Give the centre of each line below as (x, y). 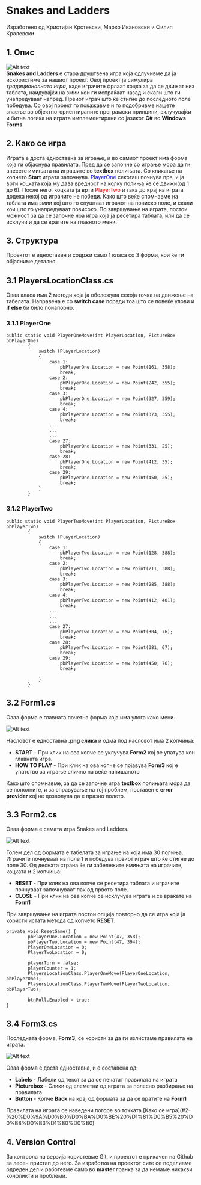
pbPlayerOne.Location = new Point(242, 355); (118, 383)
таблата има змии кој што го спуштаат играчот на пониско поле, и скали (100, 203)
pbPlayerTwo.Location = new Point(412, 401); (118, 600)
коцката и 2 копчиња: (34, 872)
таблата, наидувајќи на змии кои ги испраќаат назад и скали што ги (94, 92)
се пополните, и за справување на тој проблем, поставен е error (89, 789)
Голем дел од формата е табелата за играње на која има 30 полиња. (95, 852)
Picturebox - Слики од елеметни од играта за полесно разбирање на (104, 1086)
